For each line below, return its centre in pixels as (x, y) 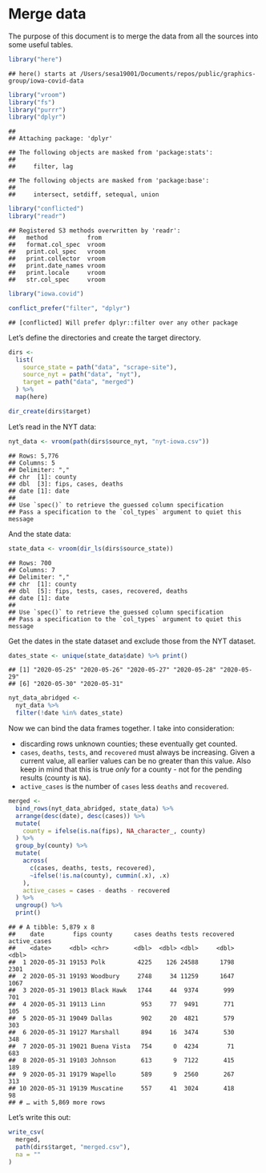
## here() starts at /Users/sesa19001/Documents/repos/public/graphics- (132, 74)
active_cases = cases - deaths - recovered (97, 890)
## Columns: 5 (32, 463)
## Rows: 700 (30, 563)
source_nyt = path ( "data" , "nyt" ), (82, 375)
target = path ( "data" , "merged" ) (79, 382)
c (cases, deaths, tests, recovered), (93, 868)
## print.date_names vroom (57, 266)
